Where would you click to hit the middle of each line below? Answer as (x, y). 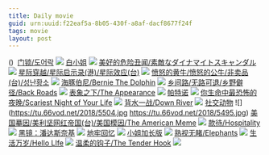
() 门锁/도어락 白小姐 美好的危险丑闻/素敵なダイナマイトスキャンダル (132, 62)
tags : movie (28, 31)
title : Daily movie (41, 16)
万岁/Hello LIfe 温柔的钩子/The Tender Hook (93, 143)
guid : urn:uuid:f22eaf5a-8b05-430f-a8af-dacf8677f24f (101, 23)
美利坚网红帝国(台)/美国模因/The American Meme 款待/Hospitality (146, 123)
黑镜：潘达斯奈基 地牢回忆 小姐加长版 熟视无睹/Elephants (128, 133)
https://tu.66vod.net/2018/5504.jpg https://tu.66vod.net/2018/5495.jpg (128, 113)
